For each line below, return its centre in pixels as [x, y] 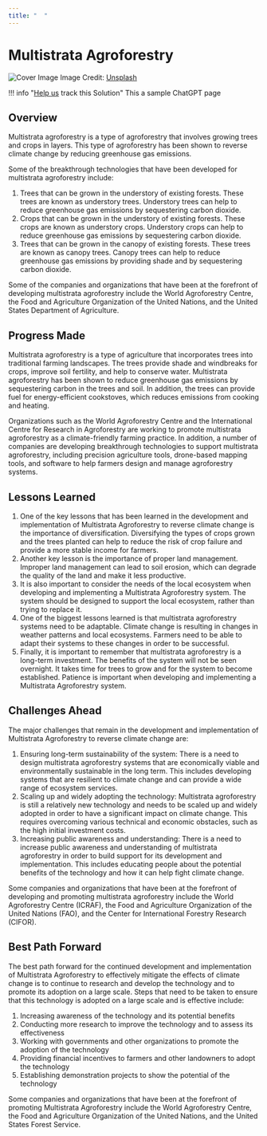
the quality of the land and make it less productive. [103, 576]
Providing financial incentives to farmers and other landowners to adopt [137, 1058]
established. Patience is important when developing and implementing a [138, 677]
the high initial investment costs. [73, 830]
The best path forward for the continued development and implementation [130, 966]
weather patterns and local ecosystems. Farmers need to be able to [131, 635]
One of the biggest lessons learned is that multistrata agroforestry [128, 618]
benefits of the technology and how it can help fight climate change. [132, 872]
